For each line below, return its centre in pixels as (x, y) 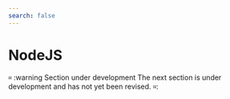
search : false (32, 16)
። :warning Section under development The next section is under (115, 77)
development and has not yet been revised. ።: (83, 86)
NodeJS (35, 55)
